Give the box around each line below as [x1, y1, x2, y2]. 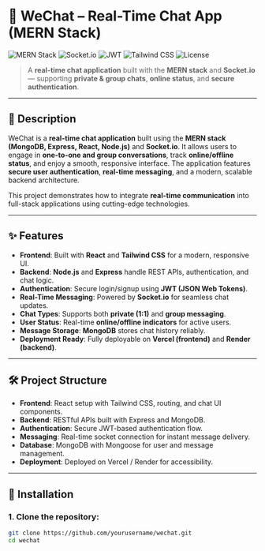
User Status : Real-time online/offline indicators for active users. [19, 317, 232, 327]
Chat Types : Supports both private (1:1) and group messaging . [19, 309, 226, 318]
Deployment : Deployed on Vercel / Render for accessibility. [19, 457, 214, 467]
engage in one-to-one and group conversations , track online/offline [8, 150, 234, 159]
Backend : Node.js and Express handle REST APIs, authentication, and [19, 267, 249, 276]
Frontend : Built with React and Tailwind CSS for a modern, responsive [19, 250, 250, 260]
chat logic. [19, 275, 54, 285]
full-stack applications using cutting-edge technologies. [8, 199, 191, 208]
